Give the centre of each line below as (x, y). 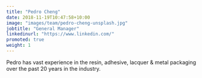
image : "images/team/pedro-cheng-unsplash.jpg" (67, 23)
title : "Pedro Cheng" (33, 12)
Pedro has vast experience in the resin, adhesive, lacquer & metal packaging (101, 62)
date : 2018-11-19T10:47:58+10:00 (48, 17)
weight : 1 (19, 46)
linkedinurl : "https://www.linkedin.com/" (60, 34)
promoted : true (25, 40)
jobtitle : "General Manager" (43, 28)
